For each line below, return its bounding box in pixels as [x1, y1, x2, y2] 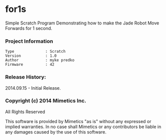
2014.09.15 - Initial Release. [5, 85, 61, 91]
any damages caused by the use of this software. [5, 129, 107, 135]
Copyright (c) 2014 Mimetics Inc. [5, 97, 86, 104]
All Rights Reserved [5, 109, 45, 115]
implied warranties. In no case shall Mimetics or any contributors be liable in [5, 124, 162, 130]
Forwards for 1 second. [5, 25, 52, 31]
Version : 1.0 [5, 53, 57, 58]
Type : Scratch [5, 49, 66, 54]
